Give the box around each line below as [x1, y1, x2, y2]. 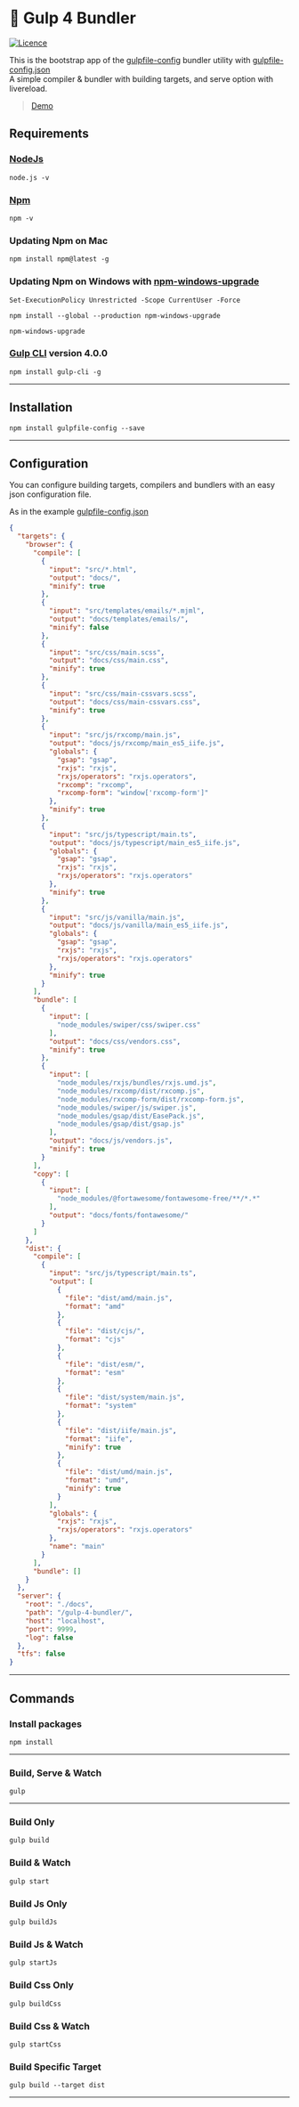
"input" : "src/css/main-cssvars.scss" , [48, 689, 198, 698]
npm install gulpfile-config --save [9, 423, 145, 433]
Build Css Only [9, 1979, 74, 1991]
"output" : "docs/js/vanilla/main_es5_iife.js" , [48, 921, 229, 930]
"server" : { [17, 1591, 62, 1601]
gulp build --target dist [9, 2081, 105, 2090]
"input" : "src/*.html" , [48, 565, 138, 574]
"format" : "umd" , [65, 1476, 129, 1485]
